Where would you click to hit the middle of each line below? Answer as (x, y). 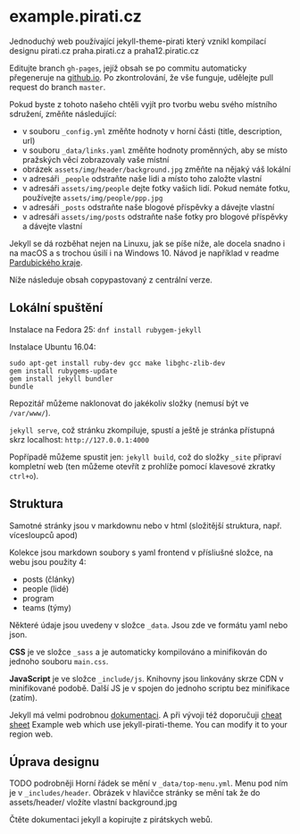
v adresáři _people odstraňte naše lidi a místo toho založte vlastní (142, 178)
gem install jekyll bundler (62, 379)
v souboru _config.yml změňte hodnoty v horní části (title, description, (152, 131)
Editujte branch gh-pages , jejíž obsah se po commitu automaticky (128, 68)
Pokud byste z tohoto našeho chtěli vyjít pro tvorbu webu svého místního (143, 104)
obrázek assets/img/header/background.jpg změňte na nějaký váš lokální (156, 169)
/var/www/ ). (30, 412)
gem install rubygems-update (63, 371)
